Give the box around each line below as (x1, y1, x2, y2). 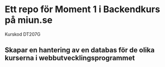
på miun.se (5, 14, 53, 26)
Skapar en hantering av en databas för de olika (5, 46, 155, 54)
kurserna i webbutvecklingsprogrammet (5, 54, 135, 62)
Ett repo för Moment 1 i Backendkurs (5, 4, 160, 15)
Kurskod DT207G (5, 31, 41, 37)
